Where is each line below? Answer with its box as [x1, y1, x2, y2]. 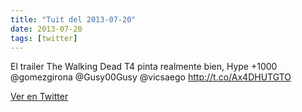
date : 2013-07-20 [10, 24, 83, 34]
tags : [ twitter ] [10, 33, 78, 43]
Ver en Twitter [10, 91, 69, 103]
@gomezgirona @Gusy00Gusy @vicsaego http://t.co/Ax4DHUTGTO [10, 71, 292, 83]
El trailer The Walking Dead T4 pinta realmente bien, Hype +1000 [10, 61, 278, 73]
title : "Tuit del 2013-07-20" [10, 14, 137, 25]
